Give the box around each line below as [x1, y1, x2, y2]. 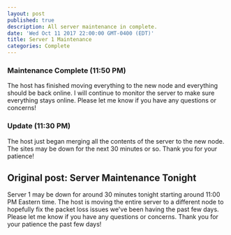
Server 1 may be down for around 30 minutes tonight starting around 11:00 [7, 190, 221, 199]
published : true [7, 17, 54, 24]
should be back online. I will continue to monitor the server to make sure [7, 89, 215, 98]
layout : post [7, 10, 45, 17]
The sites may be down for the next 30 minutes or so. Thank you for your [7, 144, 218, 153]
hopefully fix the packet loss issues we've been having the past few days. [7, 205, 219, 213]
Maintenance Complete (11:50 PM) [7, 66, 126, 75]
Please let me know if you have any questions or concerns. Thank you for [7, 213, 218, 221]
